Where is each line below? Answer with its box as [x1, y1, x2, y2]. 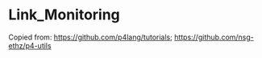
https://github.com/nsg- [174, 32, 254, 42]
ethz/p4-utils [8, 40, 52, 50]
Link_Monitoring [8, 6, 121, 24]
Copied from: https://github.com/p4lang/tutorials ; [8, 32, 173, 42]
